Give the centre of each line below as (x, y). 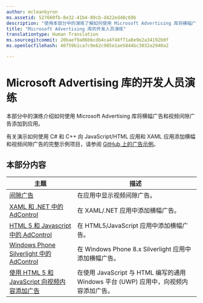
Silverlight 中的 (30, 253)
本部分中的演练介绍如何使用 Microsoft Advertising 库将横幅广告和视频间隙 (98, 116)
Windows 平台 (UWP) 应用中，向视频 (130, 281)
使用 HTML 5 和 (31, 272)
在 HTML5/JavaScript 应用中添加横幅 (130, 225)
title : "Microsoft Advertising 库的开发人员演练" (66, 29)
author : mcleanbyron (32, 12)
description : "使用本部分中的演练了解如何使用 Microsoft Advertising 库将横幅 (99, 23)
